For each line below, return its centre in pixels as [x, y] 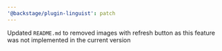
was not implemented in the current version [69, 40]
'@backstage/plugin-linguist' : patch [61, 13]
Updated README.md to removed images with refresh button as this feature [111, 33]
